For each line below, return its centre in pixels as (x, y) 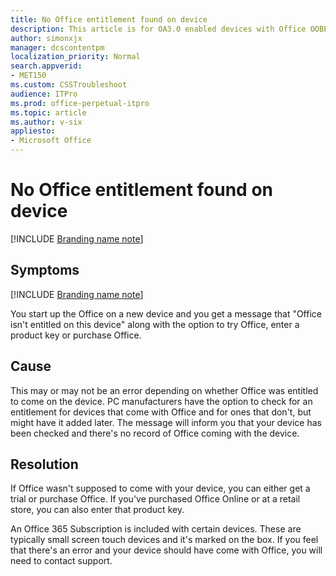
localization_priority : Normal (75, 57)
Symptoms (45, 270)
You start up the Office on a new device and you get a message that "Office (166, 313)
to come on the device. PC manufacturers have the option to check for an (161, 401)
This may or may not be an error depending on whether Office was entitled (164, 390)
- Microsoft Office (51, 141)
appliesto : (33, 131)
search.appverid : (46, 66)
